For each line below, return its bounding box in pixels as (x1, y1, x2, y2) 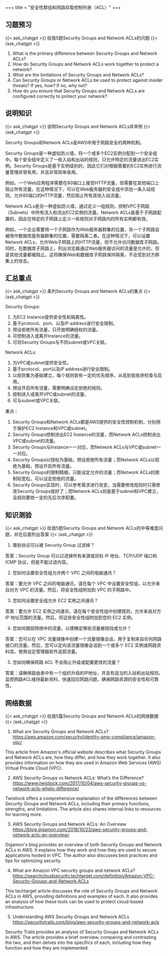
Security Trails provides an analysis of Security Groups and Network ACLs (5, 929, 159, 935)
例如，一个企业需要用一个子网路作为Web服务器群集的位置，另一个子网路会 (5, 226, 159, 232)
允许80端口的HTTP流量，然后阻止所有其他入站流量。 (14, 192, 124, 198)
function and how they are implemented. (5, 945, 89, 951)
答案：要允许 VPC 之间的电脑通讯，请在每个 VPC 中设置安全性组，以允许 (5, 581, 156, 587)
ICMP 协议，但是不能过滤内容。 (5, 559, 71, 565)
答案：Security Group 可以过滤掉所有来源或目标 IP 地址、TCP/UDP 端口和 (5, 553, 157, 559)
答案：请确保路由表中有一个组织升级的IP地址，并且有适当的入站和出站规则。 (5, 670, 163, 676)
